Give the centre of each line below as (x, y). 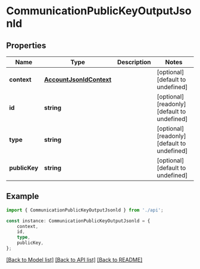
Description (134, 62)
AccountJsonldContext (78, 80)
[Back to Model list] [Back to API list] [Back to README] (74, 259)
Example (23, 196)
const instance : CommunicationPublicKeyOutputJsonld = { (78, 221)
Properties (26, 45)
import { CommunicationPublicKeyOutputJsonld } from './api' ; (85, 210)
